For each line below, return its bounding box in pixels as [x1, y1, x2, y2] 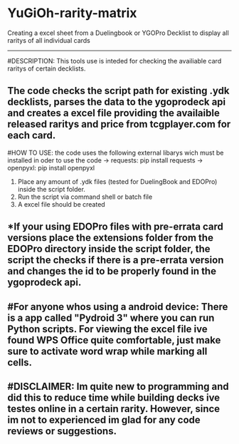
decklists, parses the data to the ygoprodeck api [7, 96, 226, 108]
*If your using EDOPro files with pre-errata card [7, 221, 224, 233]
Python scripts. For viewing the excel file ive [7, 323, 208, 335]
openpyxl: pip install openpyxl [7, 163, 95, 172]
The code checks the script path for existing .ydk [7, 85, 230, 97]
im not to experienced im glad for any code [7, 413, 201, 425]
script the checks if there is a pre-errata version [7, 254, 224, 267]
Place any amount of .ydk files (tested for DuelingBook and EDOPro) [17, 177, 218, 186]
